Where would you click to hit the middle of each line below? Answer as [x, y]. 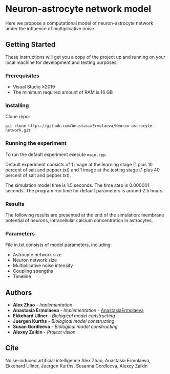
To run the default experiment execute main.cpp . [56, 155]
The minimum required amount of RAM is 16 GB [63, 92]
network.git [18, 130]
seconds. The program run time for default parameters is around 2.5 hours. [84, 190]
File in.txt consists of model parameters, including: [59, 245]
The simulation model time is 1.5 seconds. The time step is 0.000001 [77, 185]
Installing [17, 105]
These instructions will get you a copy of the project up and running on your [85, 57]
